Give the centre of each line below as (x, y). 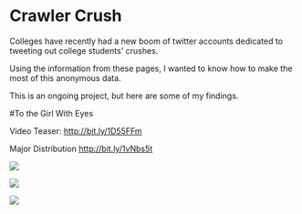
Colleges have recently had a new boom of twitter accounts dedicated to (146, 41)
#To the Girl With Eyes (52, 113)
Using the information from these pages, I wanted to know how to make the (151, 68)
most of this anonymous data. (65, 77)
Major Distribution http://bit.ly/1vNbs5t (81, 148)
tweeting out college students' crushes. (84, 50)
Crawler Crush (66, 16)
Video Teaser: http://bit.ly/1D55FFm (76, 131)
